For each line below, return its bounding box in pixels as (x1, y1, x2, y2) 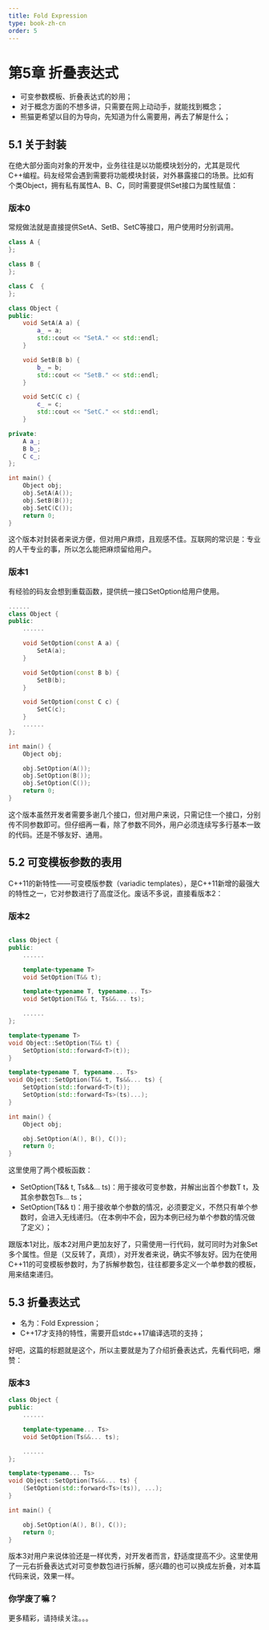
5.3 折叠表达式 (8, 1295, 80, 1309)
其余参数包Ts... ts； (19, 1192, 85, 1202)
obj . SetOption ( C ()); (22, 780, 91, 788)
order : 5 (8, 26, 38, 35)
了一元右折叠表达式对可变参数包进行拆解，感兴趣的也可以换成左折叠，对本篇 (8, 1561, 261, 1571)
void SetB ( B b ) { (22, 356, 81, 364)
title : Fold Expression (8, 11, 88, 20)
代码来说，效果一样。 (8, 1571, 78, 1581)
